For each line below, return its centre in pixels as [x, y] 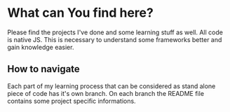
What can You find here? [81, 13]
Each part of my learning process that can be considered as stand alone [111, 86]
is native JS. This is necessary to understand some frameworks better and [115, 39]
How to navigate [44, 69]
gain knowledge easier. [41, 47]
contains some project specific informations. [72, 101]
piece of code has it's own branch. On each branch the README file [106, 93]
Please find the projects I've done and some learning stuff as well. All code [115, 32]
